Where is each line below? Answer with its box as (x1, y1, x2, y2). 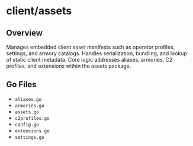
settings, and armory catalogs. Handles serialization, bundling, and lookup (6, 50, 188, 57)
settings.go (14, 134, 44, 140)
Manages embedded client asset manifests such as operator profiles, (6, 43, 175, 50)
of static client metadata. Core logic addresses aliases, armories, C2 (6, 56, 173, 63)
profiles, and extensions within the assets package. (6, 62, 131, 69)
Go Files (6, 80, 37, 90)
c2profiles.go (14, 115, 50, 121)
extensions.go (14, 128, 50, 134)
